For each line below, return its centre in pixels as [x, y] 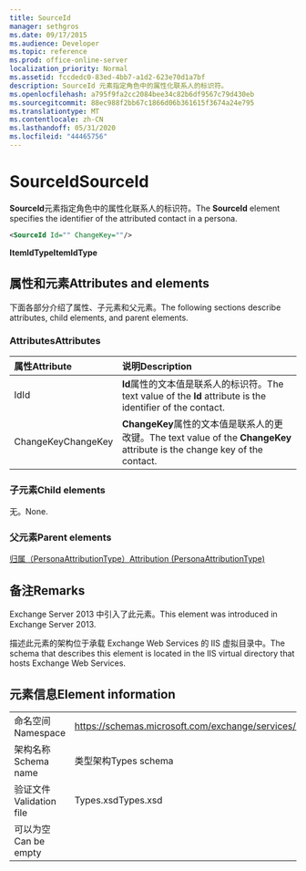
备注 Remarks [47, 591]
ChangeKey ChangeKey [64, 441]
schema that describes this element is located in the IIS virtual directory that [152, 654]
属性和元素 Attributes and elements [109, 284]
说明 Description [157, 366]
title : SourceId [40, 18]
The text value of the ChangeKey [220, 437]
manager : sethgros [44, 26]
